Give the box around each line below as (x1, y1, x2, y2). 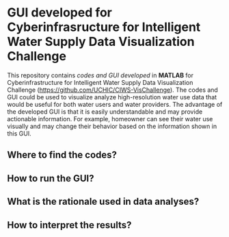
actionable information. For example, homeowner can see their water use (7, 114, 213, 123)
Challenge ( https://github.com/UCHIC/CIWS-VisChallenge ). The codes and (7, 86, 219, 94)
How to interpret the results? (7, 219, 132, 231)
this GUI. (7, 129, 32, 138)
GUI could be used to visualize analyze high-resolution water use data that (7, 92, 217, 101)
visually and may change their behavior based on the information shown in (7, 122, 217, 130)
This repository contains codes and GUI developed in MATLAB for (7, 71, 193, 79)
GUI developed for (7, 5, 113, 21)
